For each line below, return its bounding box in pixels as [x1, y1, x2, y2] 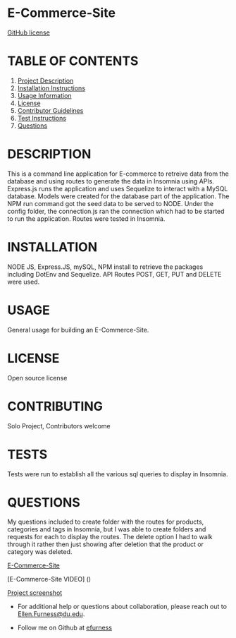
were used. [7, 277, 40, 286]
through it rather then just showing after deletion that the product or [7, 540, 204, 548]
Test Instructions [17, 114, 67, 122]
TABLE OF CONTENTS [7, 53, 139, 69]
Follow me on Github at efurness [17, 623, 113, 632]
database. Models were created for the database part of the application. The [7, 192, 230, 200]
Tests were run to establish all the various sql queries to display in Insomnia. [7, 469, 228, 478]
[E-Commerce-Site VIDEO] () [7, 575, 92, 584]
